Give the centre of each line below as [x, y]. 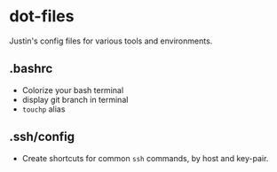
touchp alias [44, 109]
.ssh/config [42, 137]
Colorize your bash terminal [73, 90]
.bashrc [31, 69]
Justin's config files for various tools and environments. [111, 41]
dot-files [42, 16]
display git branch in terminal [75, 99]
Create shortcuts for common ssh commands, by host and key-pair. [145, 158]
